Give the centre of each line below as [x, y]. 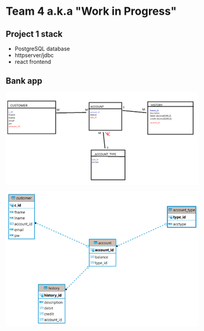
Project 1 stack [34, 34]
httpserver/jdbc [34, 55]
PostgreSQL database [42, 49]
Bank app [24, 81]
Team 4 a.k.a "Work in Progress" [91, 11]
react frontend [33, 62]
